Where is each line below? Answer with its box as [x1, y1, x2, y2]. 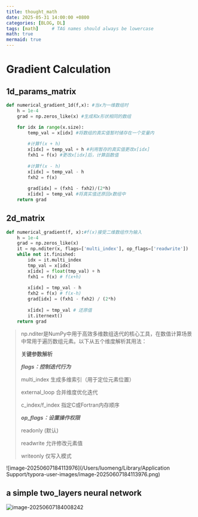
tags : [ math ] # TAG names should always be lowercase [6, 25, 154, 32]
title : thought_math [6, 8, 58, 15]
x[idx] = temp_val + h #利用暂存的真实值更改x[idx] [28, 146, 150, 153]
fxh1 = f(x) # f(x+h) [28, 273, 82, 279]
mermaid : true [6, 37, 42, 43]
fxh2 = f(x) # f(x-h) [28, 290, 82, 297]
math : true [6, 31, 33, 37]
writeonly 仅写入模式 [20, 452, 72, 459]
